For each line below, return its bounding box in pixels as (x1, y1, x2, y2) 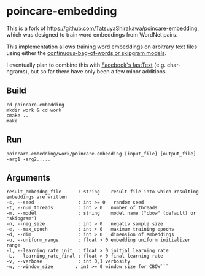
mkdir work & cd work (6, 107, 62, 113)
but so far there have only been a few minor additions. (30, 67, 168, 75)
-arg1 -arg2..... (6, 156, 51, 162)
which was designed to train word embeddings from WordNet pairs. (6, 31, 178, 38)
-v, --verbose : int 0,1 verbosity (6, 258, 131, 264)
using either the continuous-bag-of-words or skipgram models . (6, 49, 167, 56)
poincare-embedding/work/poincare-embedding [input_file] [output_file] (6, 151, 196, 157)
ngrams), (6, 67, 29, 75)
